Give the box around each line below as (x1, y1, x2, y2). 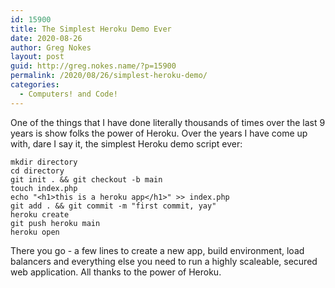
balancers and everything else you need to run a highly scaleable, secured (10, 255, 318, 267)
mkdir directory (10, 157, 78, 167)
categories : (10, 80, 60, 90)
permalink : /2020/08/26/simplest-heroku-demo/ (10, 71, 208, 81)
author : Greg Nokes (10, 42, 92, 53)
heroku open (10, 227, 60, 237)
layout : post (10, 52, 65, 62)
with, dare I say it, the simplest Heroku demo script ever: (10, 137, 243, 150)
